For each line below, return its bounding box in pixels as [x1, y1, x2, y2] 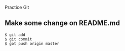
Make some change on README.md [5, 19, 120, 27]
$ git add [5, 32, 26, 37]
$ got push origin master [5, 41, 59, 46]
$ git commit [5, 36, 32, 42]
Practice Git [5, 5, 29, 10]
